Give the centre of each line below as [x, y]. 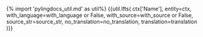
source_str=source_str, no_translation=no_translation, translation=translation [102, 22]
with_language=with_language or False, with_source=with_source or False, [100, 15]
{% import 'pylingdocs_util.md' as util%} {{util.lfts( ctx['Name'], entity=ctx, [99, 9]
